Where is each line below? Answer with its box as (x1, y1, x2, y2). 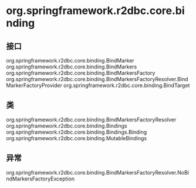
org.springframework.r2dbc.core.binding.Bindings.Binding (6, 128, 147, 135)
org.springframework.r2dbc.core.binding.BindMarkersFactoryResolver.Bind (6, 76, 189, 82)
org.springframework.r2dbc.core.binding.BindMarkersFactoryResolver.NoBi (6, 169, 190, 176)
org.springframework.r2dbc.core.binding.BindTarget (63, 82, 190, 89)
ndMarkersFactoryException (6, 175, 75, 182)
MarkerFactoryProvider (6, 82, 63, 89)
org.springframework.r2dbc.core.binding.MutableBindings (6, 134, 147, 141)
